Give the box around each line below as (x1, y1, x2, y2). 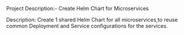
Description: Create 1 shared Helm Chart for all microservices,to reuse (6, 16, 178, 23)
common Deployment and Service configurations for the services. (6, 23, 168, 29)
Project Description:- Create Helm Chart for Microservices (6, 5, 149, 12)
